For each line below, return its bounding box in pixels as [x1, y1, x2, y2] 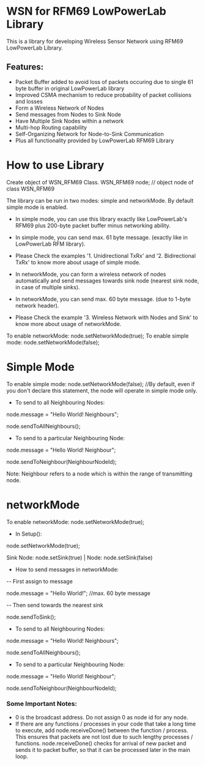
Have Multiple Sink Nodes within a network [15, 117, 124, 124]
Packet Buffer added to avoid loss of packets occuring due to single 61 [15, 78, 194, 85]
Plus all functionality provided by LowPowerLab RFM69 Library [15, 137, 174, 144]
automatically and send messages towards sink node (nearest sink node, [15, 277, 199, 284]
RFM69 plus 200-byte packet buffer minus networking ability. [15, 222, 171, 229]
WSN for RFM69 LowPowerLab [6, 4, 166, 18]
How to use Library [6, 158, 105, 172]
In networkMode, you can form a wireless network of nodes [15, 270, 166, 278]
